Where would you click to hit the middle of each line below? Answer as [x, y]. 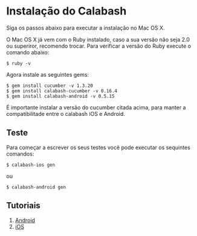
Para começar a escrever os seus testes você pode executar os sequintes [98, 147]
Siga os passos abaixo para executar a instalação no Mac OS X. [86, 28]
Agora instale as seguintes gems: [48, 74]
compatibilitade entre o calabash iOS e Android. [66, 113]
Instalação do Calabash [66, 11]
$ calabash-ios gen [31, 165]
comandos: [20, 154]
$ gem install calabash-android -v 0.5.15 [60, 96]
